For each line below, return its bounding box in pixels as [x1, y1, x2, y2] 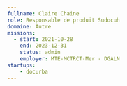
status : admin [20, 49, 61, 56]
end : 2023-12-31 [20, 42, 68, 49]
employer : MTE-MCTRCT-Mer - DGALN [20, 55, 120, 62]
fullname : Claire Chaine [7, 10, 80, 17]
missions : [7, 29, 36, 37]
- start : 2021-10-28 [13, 36, 73, 43]
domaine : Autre [7, 23, 52, 30]
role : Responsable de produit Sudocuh [7, 17, 120, 24]
